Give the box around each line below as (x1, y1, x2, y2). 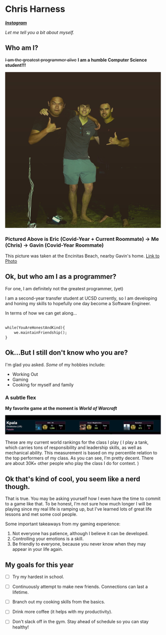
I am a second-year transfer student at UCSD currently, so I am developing (5, 295, 157, 301)
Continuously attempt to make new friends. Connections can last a (12, 584, 148, 590)
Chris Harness (5, 3, 65, 15)
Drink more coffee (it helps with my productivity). (12, 609, 113, 615)
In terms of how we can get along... (5, 310, 78, 316)
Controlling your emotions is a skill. (12, 536, 84, 542)
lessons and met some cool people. (5, 511, 78, 517)
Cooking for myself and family (12, 382, 74, 388)
